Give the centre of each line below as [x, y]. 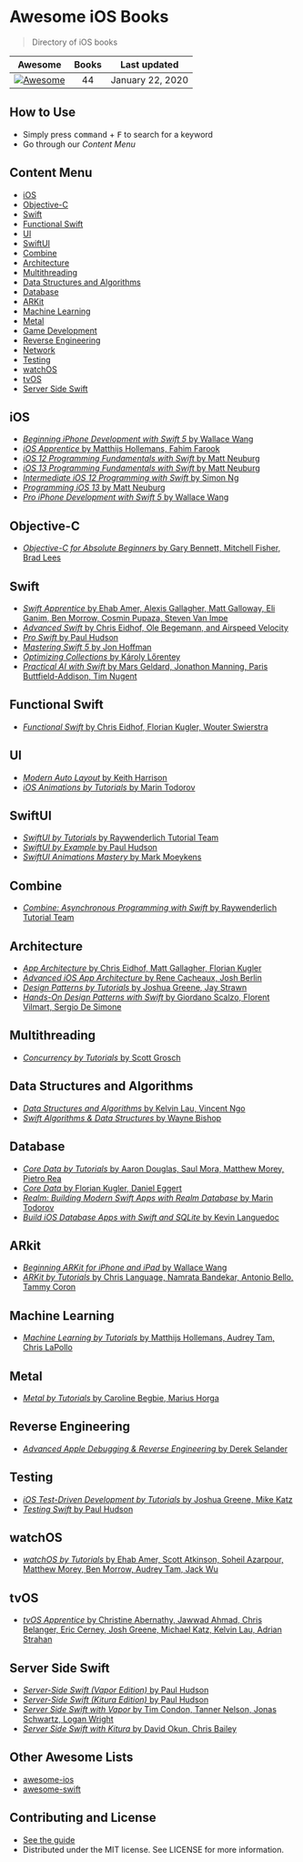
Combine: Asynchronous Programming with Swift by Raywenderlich [150, 908]
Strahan [37, 1639]
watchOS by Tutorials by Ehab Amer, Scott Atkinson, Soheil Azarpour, [153, 1560]
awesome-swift [52, 1789]
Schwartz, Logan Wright [68, 1719]
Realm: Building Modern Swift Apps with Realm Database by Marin [148, 1198]
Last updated [150, 64]
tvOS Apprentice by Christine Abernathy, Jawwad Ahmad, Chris [142, 1620]
